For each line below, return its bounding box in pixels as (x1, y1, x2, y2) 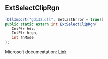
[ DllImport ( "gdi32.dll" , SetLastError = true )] (5, 17, 104, 22)
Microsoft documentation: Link (5, 49, 67, 55)
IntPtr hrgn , (11, 30, 38, 36)
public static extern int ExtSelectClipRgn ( (5, 22, 97, 27)
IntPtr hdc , (11, 26, 36, 31)
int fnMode (11, 35, 34, 40)
